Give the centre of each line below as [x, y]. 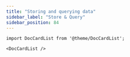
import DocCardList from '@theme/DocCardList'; [66, 39]
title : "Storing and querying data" [51, 11]
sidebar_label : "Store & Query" [46, 17]
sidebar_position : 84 [33, 22]
